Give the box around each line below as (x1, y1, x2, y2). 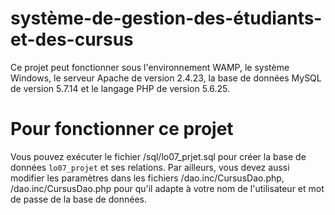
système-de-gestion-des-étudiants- (10, 7, 323, 30)
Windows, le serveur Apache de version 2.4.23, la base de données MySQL (10, 72, 322, 84)
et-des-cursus (10, 28, 134, 51)
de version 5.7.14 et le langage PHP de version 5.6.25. (10, 82, 231, 94)
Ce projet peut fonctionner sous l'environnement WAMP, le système (10, 61, 290, 73)
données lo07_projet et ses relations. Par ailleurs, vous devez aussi (10, 161, 290, 173)
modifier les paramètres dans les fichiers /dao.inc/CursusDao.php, (10, 172, 285, 184)
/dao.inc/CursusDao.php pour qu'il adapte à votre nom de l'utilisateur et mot (10, 182, 325, 194)
